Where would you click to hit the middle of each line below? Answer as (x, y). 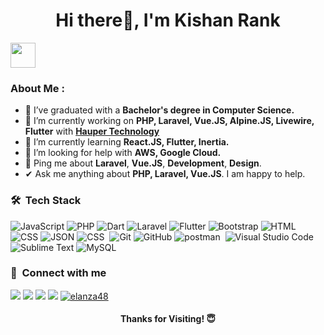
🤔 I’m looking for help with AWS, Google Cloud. (123, 153)
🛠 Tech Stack (46, 201)
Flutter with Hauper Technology (92, 131)
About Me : (37, 88)
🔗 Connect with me (58, 273)
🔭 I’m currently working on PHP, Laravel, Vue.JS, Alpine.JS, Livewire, (169, 121)
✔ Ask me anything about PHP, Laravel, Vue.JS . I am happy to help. (165, 174)
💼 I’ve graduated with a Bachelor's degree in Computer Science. (159, 110)
